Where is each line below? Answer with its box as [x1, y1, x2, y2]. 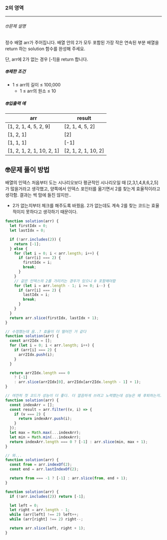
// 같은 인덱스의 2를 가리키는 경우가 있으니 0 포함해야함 [14, 278, 116, 284]
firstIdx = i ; [23, 260, 52, 265]
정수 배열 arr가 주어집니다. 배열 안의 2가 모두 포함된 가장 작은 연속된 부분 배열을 [5, 39, 159, 45]
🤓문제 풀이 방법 [5, 165, 50, 174]
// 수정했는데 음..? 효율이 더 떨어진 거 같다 [5, 329, 86, 334]
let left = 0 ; [9, 503, 39, 508]
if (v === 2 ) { [14, 411, 46, 417]
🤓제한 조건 [5, 69, 26, 75]
